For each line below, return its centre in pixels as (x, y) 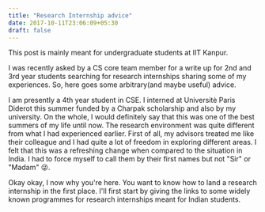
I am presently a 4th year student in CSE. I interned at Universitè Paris (122, 100)
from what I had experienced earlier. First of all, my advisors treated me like (131, 134)
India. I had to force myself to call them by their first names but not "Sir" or (130, 159)
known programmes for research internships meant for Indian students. (125, 199)
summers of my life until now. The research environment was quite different (131, 125)
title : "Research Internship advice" (70, 15)
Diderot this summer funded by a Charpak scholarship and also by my (122, 108)
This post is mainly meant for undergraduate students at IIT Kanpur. (118, 53)
